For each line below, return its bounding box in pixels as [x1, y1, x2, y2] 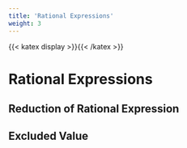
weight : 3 [8, 19, 42, 27]
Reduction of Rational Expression [8, 102, 180, 116]
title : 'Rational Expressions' [8, 11, 114, 20]
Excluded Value [8, 129, 89, 143]
